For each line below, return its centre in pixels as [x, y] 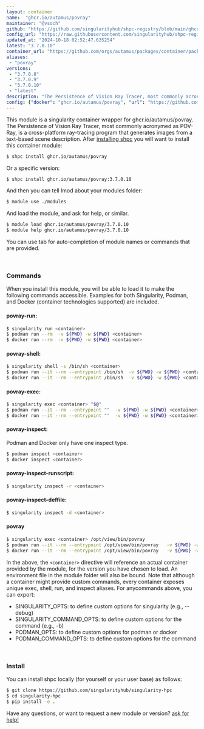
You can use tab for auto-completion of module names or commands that [98, 242]
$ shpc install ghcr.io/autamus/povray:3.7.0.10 [69, 179]
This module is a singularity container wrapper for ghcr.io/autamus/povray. [100, 120]
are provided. [23, 248]
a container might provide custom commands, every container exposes [95, 582]
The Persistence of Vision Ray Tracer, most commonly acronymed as [93, 126]
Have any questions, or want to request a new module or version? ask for [98, 713]
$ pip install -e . [31, 702]
